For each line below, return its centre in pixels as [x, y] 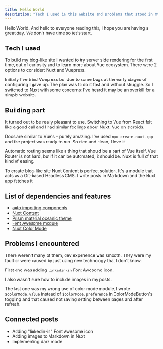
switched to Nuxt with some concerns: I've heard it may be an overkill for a [80, 90]
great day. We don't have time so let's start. [49, 33]
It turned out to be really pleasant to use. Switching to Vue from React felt [78, 122]
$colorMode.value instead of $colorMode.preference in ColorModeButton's [79, 294]
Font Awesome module [35, 223]
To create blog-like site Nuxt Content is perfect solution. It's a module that [79, 171]
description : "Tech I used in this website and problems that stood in [79, 14]
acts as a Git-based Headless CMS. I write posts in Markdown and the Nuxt [80, 176]
